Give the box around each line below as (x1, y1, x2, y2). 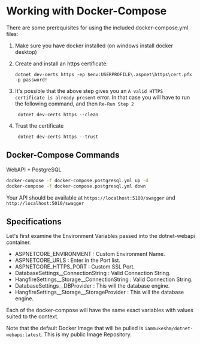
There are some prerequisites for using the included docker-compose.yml (6, 24, 189, 31)
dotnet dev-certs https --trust (17, 134, 99, 140)
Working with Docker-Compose (6, 4, 167, 18)
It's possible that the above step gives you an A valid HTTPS (14, 87, 163, 94)
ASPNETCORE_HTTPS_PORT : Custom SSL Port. (14, 263, 135, 270)
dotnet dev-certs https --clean (17, 111, 99, 117)
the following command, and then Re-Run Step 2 (14, 100, 135, 107)
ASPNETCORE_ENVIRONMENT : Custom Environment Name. (14, 251, 165, 258)
